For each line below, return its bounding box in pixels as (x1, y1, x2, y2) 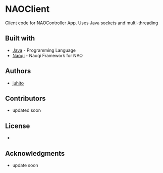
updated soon (12, 107, 41, 113)
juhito (12, 80, 24, 86)
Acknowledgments (5, 149, 65, 158)
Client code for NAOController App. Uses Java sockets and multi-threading (5, 20, 159, 26)
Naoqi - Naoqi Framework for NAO (12, 52, 83, 58)
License (5, 122, 30, 130)
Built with (5, 34, 35, 43)
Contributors (5, 94, 46, 102)
